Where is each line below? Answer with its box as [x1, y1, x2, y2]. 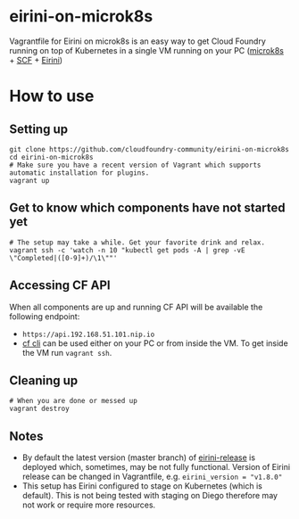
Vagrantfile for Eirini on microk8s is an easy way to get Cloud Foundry [9, 36, 266, 46]
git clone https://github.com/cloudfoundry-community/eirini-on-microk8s [9, 144, 290, 153]
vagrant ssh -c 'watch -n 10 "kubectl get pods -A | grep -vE [9, 245, 245, 255]
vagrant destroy [9, 404, 70, 414]
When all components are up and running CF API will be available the [9, 301, 263, 312]
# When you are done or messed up [9, 397, 138, 406]
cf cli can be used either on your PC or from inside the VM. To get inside [21, 337, 288, 349]
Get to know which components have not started [9, 201, 286, 216]
